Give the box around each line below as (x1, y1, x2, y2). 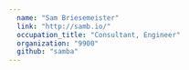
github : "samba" (16, 47, 79, 56)
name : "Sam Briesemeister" (16, 13, 120, 23)
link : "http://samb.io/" (16, 22, 111, 31)
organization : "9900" (16, 38, 100, 48)
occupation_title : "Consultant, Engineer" (16, 30, 181, 39)
